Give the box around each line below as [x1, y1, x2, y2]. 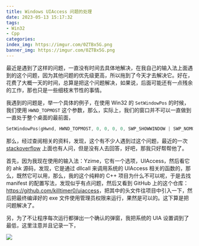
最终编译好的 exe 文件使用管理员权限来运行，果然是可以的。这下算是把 [16, 194, 190, 202]
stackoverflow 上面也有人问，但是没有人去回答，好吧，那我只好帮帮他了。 [6, 145, 188, 152]
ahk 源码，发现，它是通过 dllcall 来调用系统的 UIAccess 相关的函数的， [12, 164, 186, 172]
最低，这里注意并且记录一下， [6, 222, 79, 229]
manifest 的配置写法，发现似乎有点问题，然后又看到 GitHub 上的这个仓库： [6, 179, 189, 187]
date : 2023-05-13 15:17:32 [6, 14, 73, 20]
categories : [6, 36, 36, 42]
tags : [6, 20, 20, 25]
